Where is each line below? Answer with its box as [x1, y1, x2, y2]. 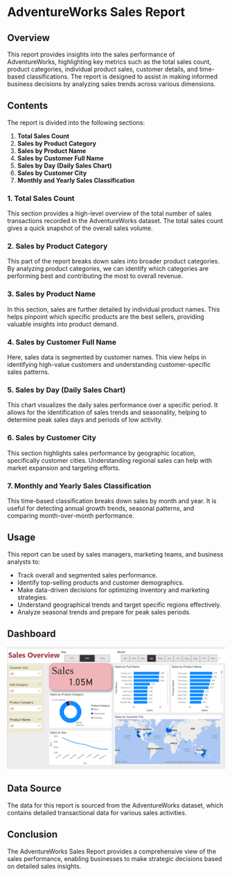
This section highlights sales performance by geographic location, [7, 449, 196, 457]
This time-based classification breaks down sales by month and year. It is [7, 496, 217, 505]
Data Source [7, 782, 62, 794]
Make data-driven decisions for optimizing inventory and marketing [17, 585, 210, 594]
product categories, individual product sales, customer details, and [7, 65, 198, 73]
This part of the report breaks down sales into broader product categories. [7, 257, 220, 265]
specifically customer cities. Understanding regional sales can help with [7, 456, 213, 464]
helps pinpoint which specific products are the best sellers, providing [7, 312, 204, 320]
